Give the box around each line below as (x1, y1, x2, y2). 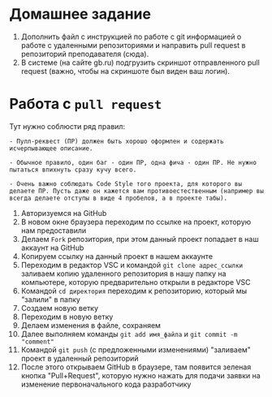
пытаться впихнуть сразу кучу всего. (9, 166, 137, 174)
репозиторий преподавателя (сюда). (20, 49, 149, 58)
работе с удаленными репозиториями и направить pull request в (20, 40, 246, 50)
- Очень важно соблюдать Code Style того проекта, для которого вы (9, 179, 243, 188)
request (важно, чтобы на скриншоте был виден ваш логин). (20, 66, 231, 76)
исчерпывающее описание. (9, 144, 93, 153)
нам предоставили (20, 225, 87, 235)
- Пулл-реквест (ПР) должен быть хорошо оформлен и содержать (9, 137, 224, 145)
